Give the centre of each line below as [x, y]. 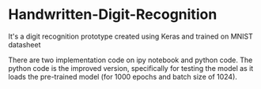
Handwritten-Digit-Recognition [113, 15]
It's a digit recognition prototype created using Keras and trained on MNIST [130, 36]
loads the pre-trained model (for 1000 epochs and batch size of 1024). [123, 76]
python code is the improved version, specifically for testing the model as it [131, 68]
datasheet [25, 44]
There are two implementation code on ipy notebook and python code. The [130, 60]
